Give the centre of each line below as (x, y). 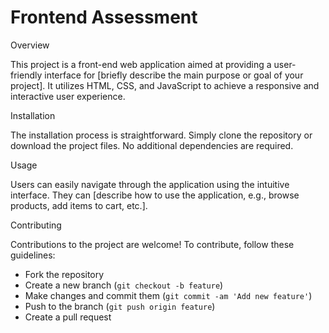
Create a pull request (68, 317)
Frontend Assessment (104, 17)
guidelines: (33, 255)
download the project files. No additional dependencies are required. (152, 145)
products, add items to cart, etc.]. (79, 205)
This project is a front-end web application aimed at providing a (141, 64)
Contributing (36, 225)
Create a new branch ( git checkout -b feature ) (124, 285)
